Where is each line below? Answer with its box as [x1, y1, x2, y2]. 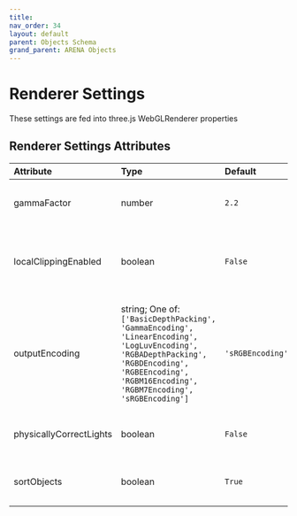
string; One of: [120, 303, 180, 315]
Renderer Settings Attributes [9, 139, 171, 154]
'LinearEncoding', [120, 331, 199, 342]
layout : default [9, 29, 69, 38]
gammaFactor [13, 196, 72, 209]
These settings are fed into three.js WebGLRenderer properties [9, 113, 239, 124]
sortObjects [13, 475, 63, 488]
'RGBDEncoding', [120, 358, 189, 368]
